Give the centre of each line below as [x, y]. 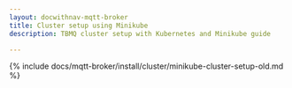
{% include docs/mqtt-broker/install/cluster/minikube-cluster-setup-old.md [146, 66]
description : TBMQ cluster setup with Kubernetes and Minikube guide [140, 33]
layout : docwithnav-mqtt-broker [69, 17]
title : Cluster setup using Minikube [79, 26]
